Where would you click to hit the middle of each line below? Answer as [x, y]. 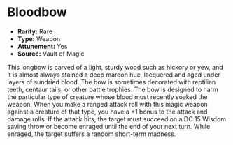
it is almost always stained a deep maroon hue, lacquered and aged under [114, 75]
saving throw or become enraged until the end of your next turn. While [109, 126]
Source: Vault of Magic [51, 54]
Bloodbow [37, 12]
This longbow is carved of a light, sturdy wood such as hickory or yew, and [115, 67]
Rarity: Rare [35, 31]
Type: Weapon [39, 38]
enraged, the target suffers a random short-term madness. [92, 134]
